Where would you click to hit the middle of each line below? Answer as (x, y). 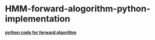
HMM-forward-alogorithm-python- (78, 9)
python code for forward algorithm (41, 32)
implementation (38, 19)
